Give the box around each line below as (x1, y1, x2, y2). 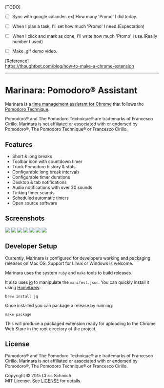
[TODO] (5, 4, 21, 10)
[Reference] (5, 58, 29, 64)
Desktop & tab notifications (12, 180, 67, 185)
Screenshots (5, 214, 45, 223)
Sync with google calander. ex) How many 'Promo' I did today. (12, 14, 138, 19)
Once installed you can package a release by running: (5, 302, 113, 308)
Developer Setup (5, 242, 58, 251)
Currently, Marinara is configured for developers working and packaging (5, 255, 151, 261)
